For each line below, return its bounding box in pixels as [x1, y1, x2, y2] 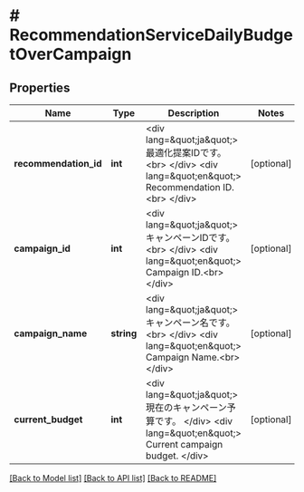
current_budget [14, 413, 83, 426]
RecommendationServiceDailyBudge [9, 24, 294, 45]
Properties [9, 80, 71, 95]
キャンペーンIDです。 [146, 232, 235, 244]
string [110, 327, 138, 340]
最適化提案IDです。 [146, 147, 227, 159]
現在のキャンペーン [146, 401, 228, 413]
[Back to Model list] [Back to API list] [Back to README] [9, 473, 217, 483]
